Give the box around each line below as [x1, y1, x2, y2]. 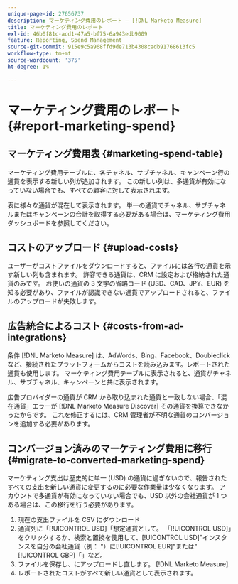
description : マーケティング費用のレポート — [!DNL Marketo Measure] [7, 17, 202, 24]
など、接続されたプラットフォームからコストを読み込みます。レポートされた [7, 360, 231, 369]
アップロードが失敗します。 [19, 297, 101, 305]
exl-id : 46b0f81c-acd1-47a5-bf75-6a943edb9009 [7, 30, 148, 38]
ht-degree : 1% [7, 63, 50, 70]
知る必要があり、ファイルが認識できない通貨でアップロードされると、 [7, 288, 212, 297]
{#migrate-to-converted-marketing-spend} [7, 454, 205, 466]
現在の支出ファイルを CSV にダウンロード [17, 516, 141, 524]
